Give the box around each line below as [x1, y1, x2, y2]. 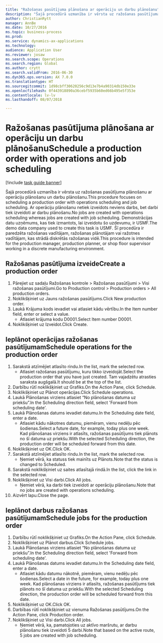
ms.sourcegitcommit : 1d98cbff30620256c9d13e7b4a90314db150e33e [5, 83, 136, 89]
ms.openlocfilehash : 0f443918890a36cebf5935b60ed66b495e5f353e [5, 88, 136, 93]
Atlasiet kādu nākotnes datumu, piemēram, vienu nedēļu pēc [19, 420, 141, 426]
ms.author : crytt [5, 66, 41, 71]
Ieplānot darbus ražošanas [5, 506, 88, 514]
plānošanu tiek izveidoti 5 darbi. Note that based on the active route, [19, 627, 155, 633]
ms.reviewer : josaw [5, 52, 45, 57]
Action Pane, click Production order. [12, 611, 85, 617]
